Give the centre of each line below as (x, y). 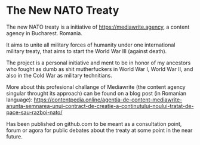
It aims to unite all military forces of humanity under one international (91, 45)
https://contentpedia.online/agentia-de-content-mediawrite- (108, 100)
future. (14, 136)
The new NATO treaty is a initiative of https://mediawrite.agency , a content (98, 27)
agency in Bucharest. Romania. (44, 33)
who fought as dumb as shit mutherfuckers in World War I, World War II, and (100, 69)
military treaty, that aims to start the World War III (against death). (87, 51)
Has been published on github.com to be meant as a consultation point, (94, 124)
